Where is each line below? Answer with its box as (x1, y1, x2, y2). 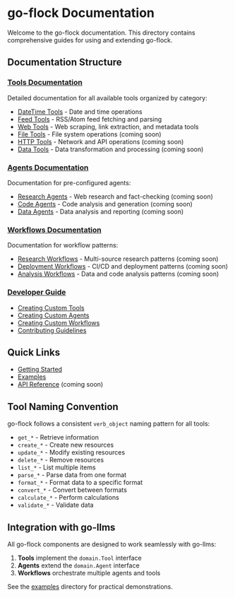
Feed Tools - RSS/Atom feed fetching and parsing (17, 115, 162, 123)
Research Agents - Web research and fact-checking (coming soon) (17, 192, 214, 201)
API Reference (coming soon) (17, 380, 104, 389)
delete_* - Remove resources (17, 456, 104, 464)
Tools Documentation (7, 78, 83, 88)
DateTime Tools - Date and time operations (17, 107, 143, 116)
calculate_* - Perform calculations (17, 493, 120, 502)
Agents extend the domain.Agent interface (17, 561, 140, 570)
